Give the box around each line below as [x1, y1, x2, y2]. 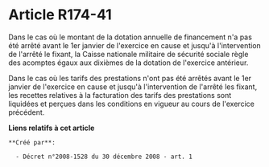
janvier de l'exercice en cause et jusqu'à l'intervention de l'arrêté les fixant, [8, 82, 258, 92]
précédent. [8, 107, 45, 117]
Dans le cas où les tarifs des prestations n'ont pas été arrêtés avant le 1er [8, 73, 252, 83]
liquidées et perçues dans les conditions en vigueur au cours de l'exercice [8, 99, 255, 108]
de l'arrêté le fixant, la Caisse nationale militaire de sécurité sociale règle [8, 49, 249, 59]
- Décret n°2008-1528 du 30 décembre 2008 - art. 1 [15, 153, 193, 161]
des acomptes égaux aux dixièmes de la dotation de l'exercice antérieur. [8, 58, 249, 67]
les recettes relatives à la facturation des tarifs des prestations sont [8, 90, 232, 100]
